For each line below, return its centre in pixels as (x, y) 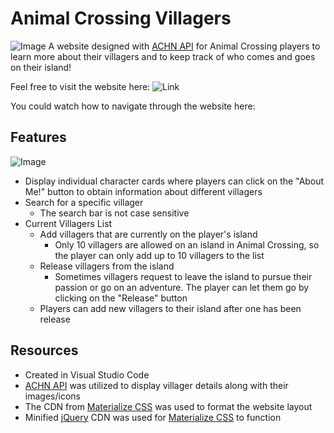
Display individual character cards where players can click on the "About (174, 181)
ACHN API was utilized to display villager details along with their (156, 385)
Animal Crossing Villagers (121, 18)
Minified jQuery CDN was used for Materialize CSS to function (153, 417)
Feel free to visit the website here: (80, 86)
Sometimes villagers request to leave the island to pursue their (183, 276)
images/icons (52, 396)
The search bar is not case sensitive (114, 213)
